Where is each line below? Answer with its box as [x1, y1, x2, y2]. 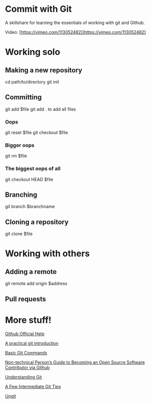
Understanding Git [5, 374, 43, 380]
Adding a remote [5, 268, 57, 276]
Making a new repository [5, 66, 83, 74]
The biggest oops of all [5, 165, 61, 172]
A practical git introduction [5, 340, 59, 346]
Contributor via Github [5, 364, 50, 370]
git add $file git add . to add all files [5, 106, 76, 112]
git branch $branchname [5, 204, 55, 210]
